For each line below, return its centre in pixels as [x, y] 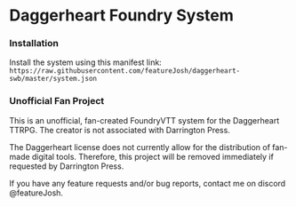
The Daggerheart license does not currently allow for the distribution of [140, 147]
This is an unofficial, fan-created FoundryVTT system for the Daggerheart [144, 120]
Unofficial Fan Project [57, 101]
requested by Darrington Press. [67, 166]
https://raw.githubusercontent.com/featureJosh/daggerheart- [125, 71]
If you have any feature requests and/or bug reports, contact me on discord [148, 183]
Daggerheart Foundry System [121, 16]
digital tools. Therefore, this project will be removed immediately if [152, 156]
